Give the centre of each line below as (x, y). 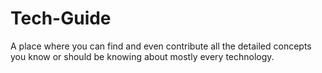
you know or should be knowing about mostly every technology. (142, 56)
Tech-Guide (61, 18)
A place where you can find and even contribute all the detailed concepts (161, 46)
